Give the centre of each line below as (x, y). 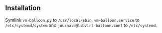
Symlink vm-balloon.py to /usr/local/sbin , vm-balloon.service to (72, 20)
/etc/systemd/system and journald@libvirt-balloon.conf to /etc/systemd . (81, 25)
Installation (23, 8)
